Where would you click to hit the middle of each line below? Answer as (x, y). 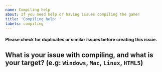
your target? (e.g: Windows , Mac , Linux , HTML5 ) (74, 63)
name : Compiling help (28, 10)
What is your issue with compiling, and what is (79, 55)
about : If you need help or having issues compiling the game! (73, 14)
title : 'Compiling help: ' (33, 19)
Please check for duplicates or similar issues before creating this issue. (81, 39)
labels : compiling (24, 24)
